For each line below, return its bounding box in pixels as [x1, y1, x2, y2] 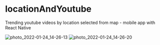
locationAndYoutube [5, 3, 92, 15]
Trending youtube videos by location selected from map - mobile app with [5, 20, 156, 25]
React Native [5, 24, 31, 30]
